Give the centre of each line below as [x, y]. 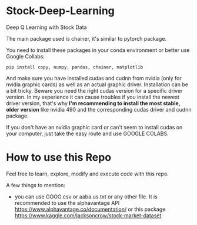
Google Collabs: [26, 56]
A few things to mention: [36, 185]
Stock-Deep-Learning [60, 11]
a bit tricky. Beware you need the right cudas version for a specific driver [94, 90]
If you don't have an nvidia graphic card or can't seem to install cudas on [94, 127]
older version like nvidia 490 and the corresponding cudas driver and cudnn [99, 109]
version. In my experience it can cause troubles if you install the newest [93, 97]
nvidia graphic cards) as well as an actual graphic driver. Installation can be [97, 84]
